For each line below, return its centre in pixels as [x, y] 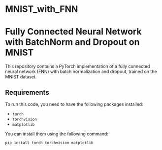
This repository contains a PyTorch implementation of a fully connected [78, 66]
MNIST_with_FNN [42, 9]
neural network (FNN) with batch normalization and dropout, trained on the [81, 72]
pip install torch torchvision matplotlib [49, 143]
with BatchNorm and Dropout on [72, 42]
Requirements [27, 92]
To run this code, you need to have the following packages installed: [74, 104]
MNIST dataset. [21, 77]
